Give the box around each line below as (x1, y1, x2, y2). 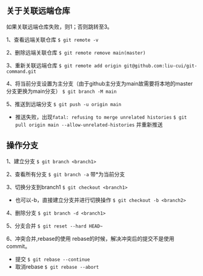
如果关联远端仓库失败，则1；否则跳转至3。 (6, 23, 113, 30)
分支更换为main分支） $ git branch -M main (6, 87, 117, 95)
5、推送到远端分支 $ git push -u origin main (6, 100, 122, 107)
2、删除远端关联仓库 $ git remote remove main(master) (6, 49, 146, 56)
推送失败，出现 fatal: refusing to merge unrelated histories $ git (15, 113, 187, 120)
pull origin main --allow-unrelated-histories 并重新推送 (15, 121, 163, 128)
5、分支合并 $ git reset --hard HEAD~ (6, 222, 103, 229)
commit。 (6, 242, 30, 250)
